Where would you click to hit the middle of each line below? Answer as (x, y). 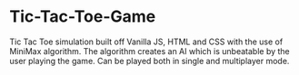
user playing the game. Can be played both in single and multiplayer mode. (149, 61)
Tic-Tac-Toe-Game (83, 17)
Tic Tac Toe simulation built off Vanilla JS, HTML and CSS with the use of (146, 42)
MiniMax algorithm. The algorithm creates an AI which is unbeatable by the (150, 51)
